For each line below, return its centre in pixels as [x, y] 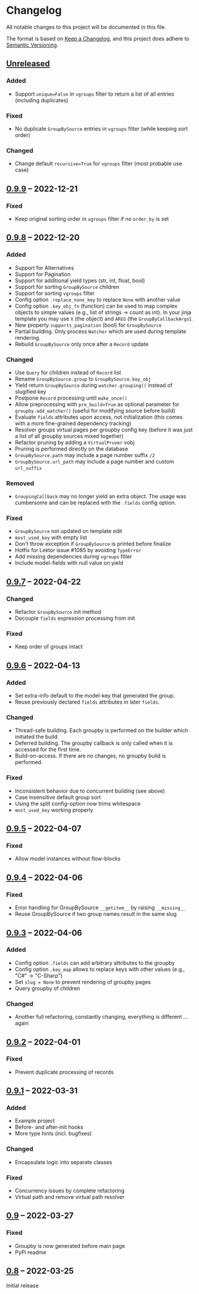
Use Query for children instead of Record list [68, 372]
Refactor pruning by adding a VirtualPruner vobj [75, 442]
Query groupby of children [47, 988]
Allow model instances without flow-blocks [68, 858]
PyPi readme [30, 1252]
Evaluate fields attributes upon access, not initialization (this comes [99, 417]
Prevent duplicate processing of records [64, 1072]
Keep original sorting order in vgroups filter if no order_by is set [92, 218]
